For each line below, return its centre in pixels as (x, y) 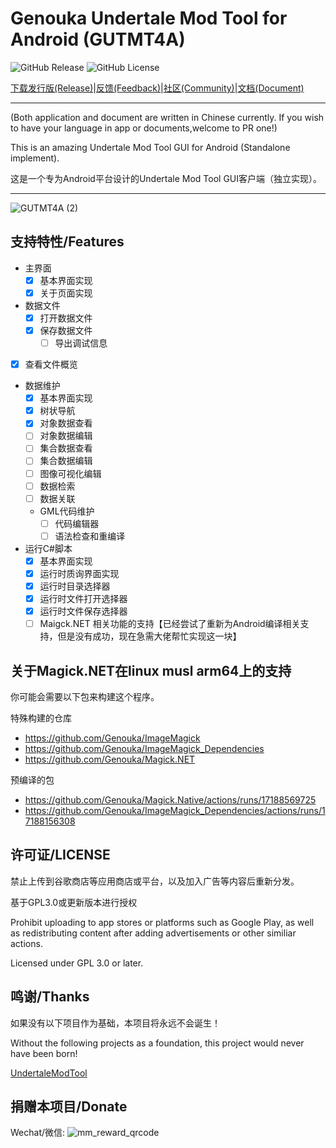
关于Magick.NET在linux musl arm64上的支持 (151, 670)
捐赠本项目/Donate (69, 1107)
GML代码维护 (67, 511)
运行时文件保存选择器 (83, 611)
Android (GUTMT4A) (98, 39)
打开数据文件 (66, 318)
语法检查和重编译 (90, 536)
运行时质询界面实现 (79, 573)
